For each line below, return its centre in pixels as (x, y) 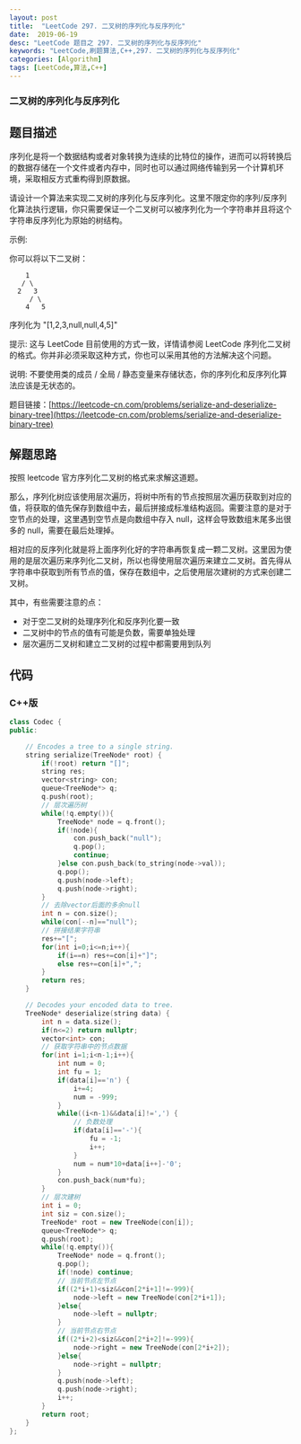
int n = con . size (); (80, 914)
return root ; (66, 1414)
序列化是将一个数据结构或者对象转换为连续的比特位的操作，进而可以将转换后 (150, 156)
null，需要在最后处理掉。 (73, 530)
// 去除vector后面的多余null (91, 905)
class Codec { (36, 722)
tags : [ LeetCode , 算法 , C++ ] (58, 68)
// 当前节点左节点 (86, 1280)
